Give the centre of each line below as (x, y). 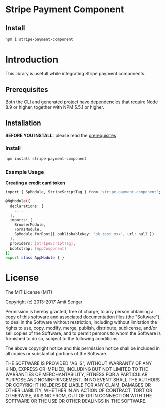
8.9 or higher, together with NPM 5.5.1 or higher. (55, 107)
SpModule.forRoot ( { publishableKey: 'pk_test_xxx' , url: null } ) (85, 234)
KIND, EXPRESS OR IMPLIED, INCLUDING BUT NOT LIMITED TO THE (77, 369)
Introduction (32, 60)
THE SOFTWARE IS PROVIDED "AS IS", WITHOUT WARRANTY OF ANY (79, 363)
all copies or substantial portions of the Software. (56, 354)
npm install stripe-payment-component (46, 159)
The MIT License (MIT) (29, 292)
